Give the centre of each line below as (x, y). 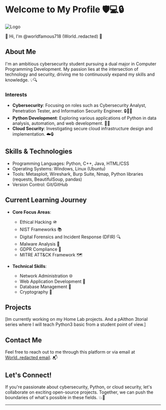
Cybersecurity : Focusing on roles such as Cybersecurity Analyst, (79, 105)
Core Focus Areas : (32, 212)
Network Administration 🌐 (46, 276)
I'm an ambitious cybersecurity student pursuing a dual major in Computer (81, 64)
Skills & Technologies (39, 152)
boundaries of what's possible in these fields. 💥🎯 (55, 398)
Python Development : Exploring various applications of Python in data (84, 118)
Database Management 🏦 (45, 286)
